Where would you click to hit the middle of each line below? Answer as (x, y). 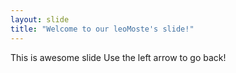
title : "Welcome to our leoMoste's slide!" (102, 29)
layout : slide (40, 19)
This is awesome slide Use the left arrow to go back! (118, 57)
